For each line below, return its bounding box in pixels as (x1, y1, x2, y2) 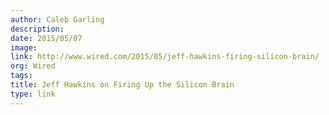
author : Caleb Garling (10, 14, 105, 25)
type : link (10, 89, 56, 99)
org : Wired (10, 61, 56, 71)
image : (10, 42, 38, 53)
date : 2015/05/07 (10, 33, 83, 43)
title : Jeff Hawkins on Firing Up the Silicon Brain (10, 80, 235, 90)
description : (10, 24, 65, 34)
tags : (10, 71, 33, 81)
